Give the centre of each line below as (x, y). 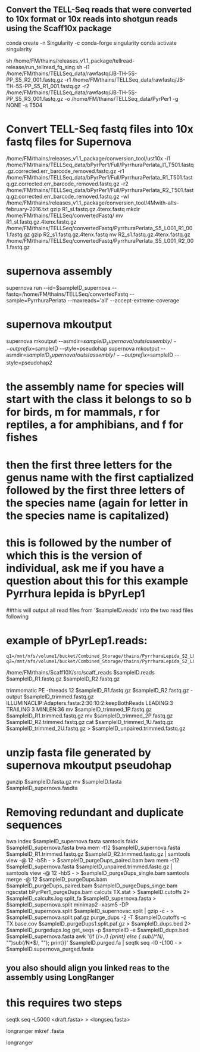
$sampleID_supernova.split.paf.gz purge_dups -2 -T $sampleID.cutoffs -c (96, 917)
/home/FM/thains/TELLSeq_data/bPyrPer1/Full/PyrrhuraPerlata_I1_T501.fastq (100, 165)
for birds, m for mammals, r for (83, 412)
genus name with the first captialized (100, 477)
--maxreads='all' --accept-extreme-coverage (124, 300)
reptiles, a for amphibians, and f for (95, 425)
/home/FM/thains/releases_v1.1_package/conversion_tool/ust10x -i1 (88, 158)
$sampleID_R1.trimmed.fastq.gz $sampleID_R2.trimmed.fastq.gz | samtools (98, 854)
